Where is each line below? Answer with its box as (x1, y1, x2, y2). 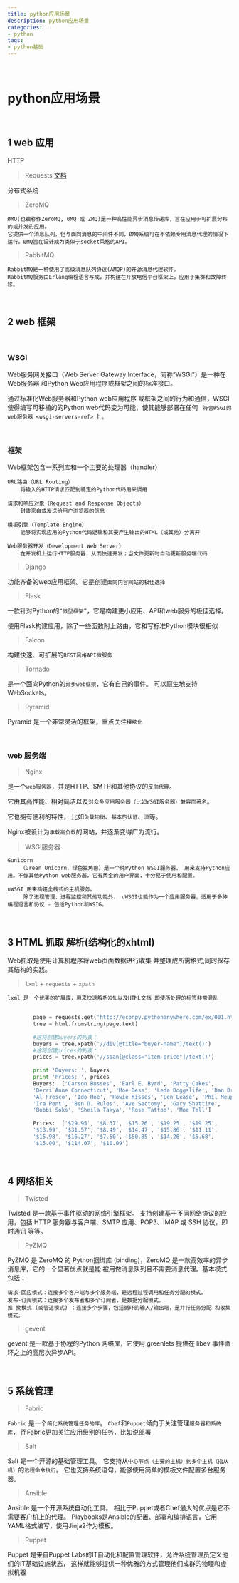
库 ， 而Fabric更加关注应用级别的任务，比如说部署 (7, 1428, 152, 1437)
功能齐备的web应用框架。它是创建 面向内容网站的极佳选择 (7, 578, 166, 586)
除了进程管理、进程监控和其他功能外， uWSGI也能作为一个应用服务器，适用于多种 (23, 893, 228, 901)
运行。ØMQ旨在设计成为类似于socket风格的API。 (7, 238, 131, 245)
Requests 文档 (24, 170, 67, 179)
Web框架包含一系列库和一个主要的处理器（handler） (7, 463, 161, 471)
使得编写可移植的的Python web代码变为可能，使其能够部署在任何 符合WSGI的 (7, 403, 232, 411)
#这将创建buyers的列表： (33, 1033, 98, 1041)
